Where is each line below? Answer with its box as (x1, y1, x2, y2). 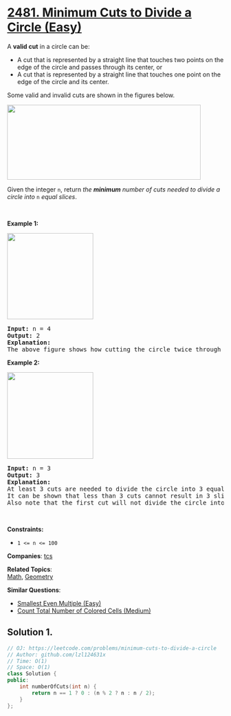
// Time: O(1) (7, 657, 48, 664)
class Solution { (7, 671, 57, 677)
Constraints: (7, 525, 44, 533)
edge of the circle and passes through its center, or (16, 63, 163, 71)
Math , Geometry (7, 572, 54, 580)
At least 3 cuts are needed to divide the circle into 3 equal (7, 484, 225, 493)
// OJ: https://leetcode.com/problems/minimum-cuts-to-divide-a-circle (7, 644, 217, 652)
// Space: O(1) (7, 664, 51, 671)
